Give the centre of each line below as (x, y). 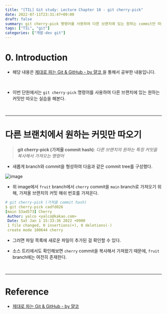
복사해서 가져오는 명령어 (41, 156)
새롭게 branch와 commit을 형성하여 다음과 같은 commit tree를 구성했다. (83, 166)
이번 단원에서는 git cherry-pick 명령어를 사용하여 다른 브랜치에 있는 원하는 (86, 92)
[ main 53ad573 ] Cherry (29, 212)
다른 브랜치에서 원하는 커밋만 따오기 (73, 135)
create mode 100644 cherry (35, 230)
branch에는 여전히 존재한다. (40, 257)
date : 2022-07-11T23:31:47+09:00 (40, 14)
